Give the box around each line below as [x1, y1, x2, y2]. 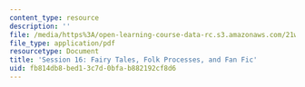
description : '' [9, 22, 71, 31]
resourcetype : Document [9, 47, 100, 56]
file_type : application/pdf [9, 38, 116, 48]
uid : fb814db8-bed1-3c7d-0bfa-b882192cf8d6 [9, 64, 177, 73]
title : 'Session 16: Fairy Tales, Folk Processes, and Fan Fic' [9, 55, 258, 64]
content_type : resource [9, 13, 100, 23]
